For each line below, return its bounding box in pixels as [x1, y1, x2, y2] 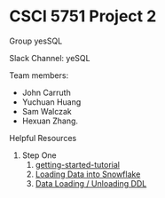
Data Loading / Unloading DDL [35, 178, 147, 188]
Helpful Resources [9, 132, 77, 143]
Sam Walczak [21, 106, 73, 116]
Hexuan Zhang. [21, 115, 78, 126]
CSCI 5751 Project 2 [9, 6, 157, 27]
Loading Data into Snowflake [35, 169, 141, 179]
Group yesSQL [9, 36, 63, 46]
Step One [21, 149, 58, 161]
